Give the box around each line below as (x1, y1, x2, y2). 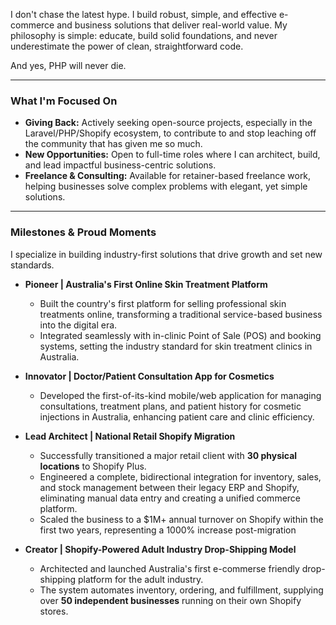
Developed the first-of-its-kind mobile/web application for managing (39, 389, 322, 401)
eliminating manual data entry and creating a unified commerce (39, 492, 302, 504)
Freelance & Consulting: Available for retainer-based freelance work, (24, 170, 312, 182)
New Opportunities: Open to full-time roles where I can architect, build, (24, 149, 321, 161)
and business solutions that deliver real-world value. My (56, 19, 288, 31)
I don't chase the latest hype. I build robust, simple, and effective (10, 9, 277, 20)
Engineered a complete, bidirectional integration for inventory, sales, (39, 470, 322, 483)
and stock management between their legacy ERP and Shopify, (39, 481, 300, 493)
